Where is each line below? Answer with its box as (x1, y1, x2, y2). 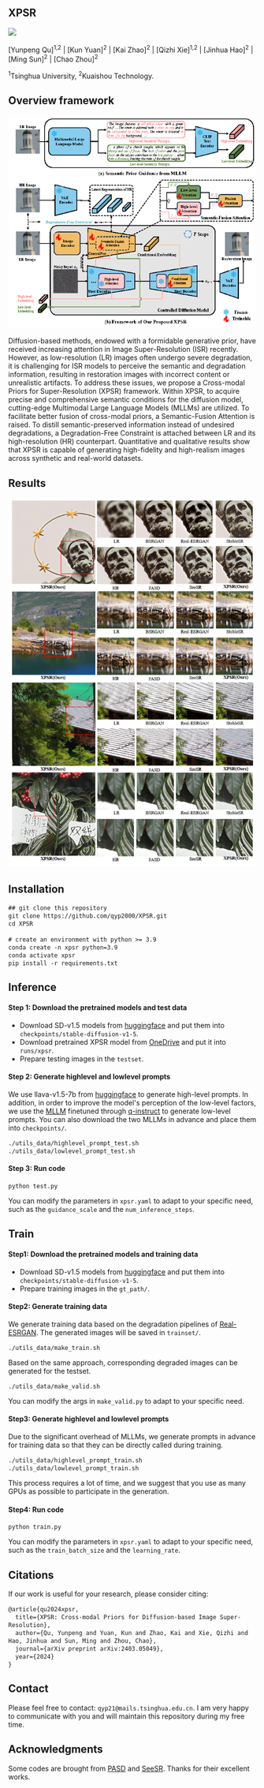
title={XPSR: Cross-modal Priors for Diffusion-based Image (15, 1613, 217, 1621)
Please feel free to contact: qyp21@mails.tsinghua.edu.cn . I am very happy (8, 1703, 250, 1712)
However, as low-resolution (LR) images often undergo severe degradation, (8, 353, 253, 362)
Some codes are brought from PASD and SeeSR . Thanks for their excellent (8, 1764, 250, 1773)
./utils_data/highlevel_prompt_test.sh (8, 1139, 139, 1147)
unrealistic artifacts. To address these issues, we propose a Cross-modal (8, 378, 246, 387)
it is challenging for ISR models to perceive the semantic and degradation (8, 361, 246, 371)
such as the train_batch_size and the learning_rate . (8, 1546, 181, 1555)
